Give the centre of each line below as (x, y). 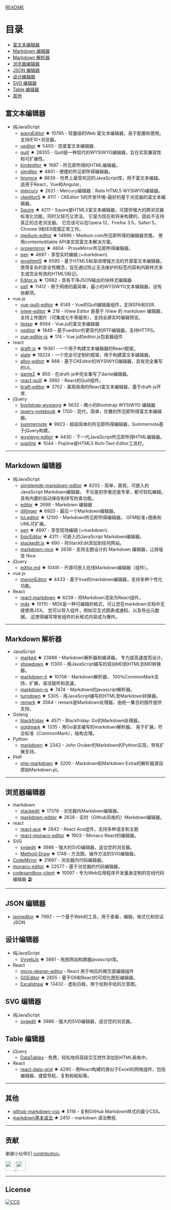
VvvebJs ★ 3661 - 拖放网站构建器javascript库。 (70, 959)
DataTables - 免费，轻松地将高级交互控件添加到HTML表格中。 (85, 1058)
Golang (20, 714)
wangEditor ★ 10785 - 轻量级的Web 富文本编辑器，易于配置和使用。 (92, 133)
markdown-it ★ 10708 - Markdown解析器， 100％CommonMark (87, 677)
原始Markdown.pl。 (41, 770)
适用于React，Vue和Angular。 (52, 184)
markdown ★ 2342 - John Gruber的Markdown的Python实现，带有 (90, 745)
